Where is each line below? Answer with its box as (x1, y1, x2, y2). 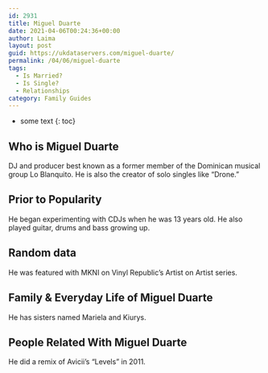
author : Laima (8, 34, 56, 43)
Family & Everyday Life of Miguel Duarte (8, 291, 213, 305)
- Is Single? (15, 79, 60, 87)
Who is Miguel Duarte (8, 139, 119, 153)
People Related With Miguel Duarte (8, 335, 188, 349)
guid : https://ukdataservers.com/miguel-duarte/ (8, 49, 175, 57)
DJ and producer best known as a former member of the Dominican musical (8, 161, 261, 171)
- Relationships (15, 86, 70, 95)
